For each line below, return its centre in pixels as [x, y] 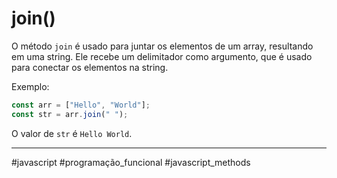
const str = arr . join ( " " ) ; [70, 114]
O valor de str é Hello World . [72, 133]
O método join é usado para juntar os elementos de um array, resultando [162, 46]
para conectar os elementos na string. [90, 67]
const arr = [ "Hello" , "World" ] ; [81, 105]
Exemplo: [30, 86]
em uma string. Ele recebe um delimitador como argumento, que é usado [162, 56]
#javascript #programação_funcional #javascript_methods [131, 162]
